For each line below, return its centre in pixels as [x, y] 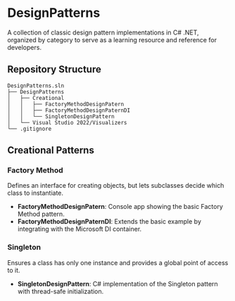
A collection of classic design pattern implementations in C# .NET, [103, 32]
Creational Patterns [51, 150]
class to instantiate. [36, 193]
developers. [25, 47]
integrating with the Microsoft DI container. [80, 229]
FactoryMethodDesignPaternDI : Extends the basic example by [109, 222]
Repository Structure [55, 69]
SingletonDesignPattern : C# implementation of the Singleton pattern [118, 283]
